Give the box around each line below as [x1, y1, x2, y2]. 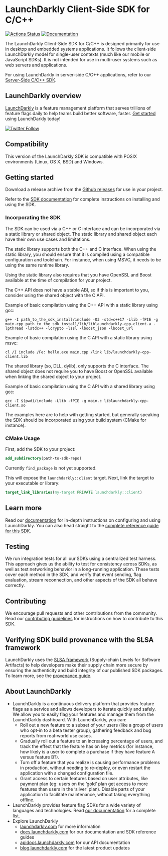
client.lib [5, 354, 28, 359]
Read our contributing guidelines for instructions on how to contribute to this [5, 616, 163, 622]
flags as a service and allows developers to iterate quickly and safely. [12, 706, 156, 712]
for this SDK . [5, 528, 32, 534]
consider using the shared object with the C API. [5, 292, 105, 298]
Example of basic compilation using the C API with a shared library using [5, 383, 155, 389]
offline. [20, 797, 35, 803]
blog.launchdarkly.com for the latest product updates [20, 844, 130, 850]
